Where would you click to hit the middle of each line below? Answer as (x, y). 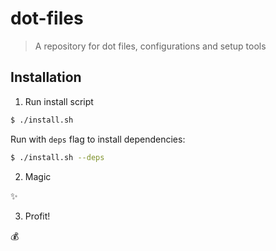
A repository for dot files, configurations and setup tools (150, 46)
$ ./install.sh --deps (57, 157)
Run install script (59, 101)
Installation (46, 77)
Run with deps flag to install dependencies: (98, 139)
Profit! (37, 216)
